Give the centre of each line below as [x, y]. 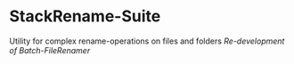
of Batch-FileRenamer [50, 50]
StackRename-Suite [85, 16]
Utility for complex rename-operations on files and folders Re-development [147, 41]
